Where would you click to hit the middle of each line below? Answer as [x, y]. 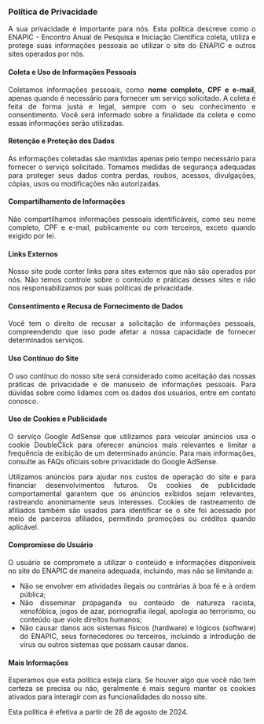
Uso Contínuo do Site [43, 358]
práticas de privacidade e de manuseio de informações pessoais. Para [132, 384]
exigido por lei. [32, 235]
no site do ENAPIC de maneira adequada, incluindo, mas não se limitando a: [131, 571]
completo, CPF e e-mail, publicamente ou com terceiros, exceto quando [132, 227]
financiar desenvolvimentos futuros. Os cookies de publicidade [132, 485]
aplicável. [24, 526]
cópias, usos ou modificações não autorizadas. [84, 183]
